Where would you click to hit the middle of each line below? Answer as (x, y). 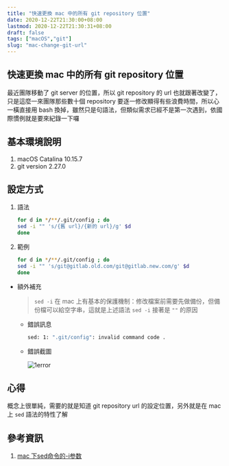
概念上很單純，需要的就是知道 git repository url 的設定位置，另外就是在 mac (114, 406)
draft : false (26, 33)
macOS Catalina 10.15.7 (50, 159)
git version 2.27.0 (41, 166)
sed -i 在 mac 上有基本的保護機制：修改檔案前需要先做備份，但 (124, 301)
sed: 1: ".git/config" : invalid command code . (96, 337)
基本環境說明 (34, 142)
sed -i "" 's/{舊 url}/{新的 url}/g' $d (74, 227)
